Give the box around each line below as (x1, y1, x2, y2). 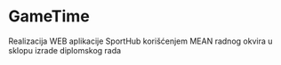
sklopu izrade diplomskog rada (8, 45, 122, 55)
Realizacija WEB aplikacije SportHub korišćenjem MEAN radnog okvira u (8, 36, 273, 46)
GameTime (8, 6, 90, 27)
